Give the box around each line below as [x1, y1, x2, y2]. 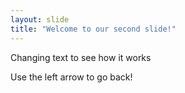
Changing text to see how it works [10, 51, 152, 63]
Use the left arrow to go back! [10, 71, 133, 83]
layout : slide [10, 14, 70, 25]
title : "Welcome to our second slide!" [10, 24, 177, 34]
